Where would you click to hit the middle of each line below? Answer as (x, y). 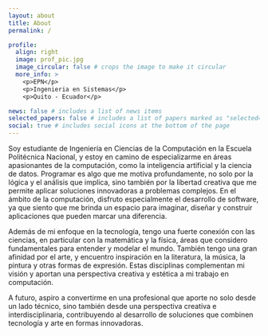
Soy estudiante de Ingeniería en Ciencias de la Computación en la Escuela (130, 148)
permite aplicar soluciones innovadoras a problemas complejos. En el (122, 191)
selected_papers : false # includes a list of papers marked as (116, 119)
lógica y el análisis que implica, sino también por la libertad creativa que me (132, 182)
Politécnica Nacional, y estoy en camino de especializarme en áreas (120, 157)
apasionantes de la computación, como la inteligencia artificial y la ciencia (130, 165)
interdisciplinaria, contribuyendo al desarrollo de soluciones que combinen (131, 315)
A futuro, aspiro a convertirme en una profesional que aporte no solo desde (132, 298)
